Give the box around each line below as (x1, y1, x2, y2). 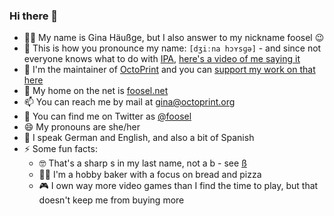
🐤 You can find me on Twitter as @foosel (23, 110, 192, 123)
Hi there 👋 (9, 9, 59, 23)
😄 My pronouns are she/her (23, 121, 141, 133)
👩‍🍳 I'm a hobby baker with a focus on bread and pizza (38, 169, 262, 181)
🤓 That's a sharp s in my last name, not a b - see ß (38, 157, 247, 169)
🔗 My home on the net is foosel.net (23, 85, 169, 97)
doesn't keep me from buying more (38, 194, 185, 206)
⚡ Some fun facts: (23, 143, 98, 155)
